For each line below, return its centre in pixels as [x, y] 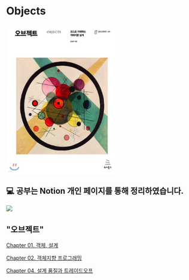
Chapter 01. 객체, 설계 [32, 245]
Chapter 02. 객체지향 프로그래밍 [44, 258]
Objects [26, 11]
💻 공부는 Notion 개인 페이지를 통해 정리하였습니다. [95, 191]
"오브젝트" [25, 229]
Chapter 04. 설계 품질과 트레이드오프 [50, 270]
